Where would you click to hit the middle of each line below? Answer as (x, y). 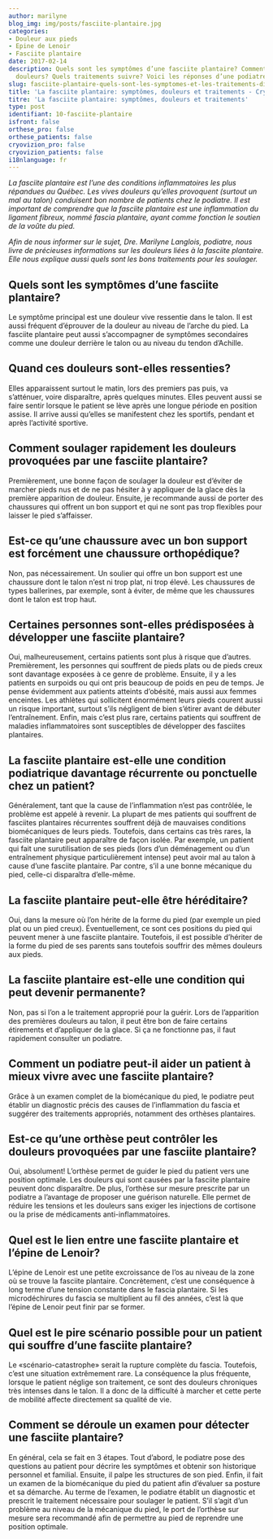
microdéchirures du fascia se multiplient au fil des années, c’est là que (126, 1298)
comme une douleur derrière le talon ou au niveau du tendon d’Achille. (126, 343)
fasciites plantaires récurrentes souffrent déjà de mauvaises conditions (127, 823)
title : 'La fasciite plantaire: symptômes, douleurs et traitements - (130, 92)
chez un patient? (52, 786)
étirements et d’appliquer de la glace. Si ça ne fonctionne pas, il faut (122, 1030)
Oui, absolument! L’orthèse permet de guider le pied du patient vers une (129, 1171)
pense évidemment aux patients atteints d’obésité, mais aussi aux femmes (133, 692)
